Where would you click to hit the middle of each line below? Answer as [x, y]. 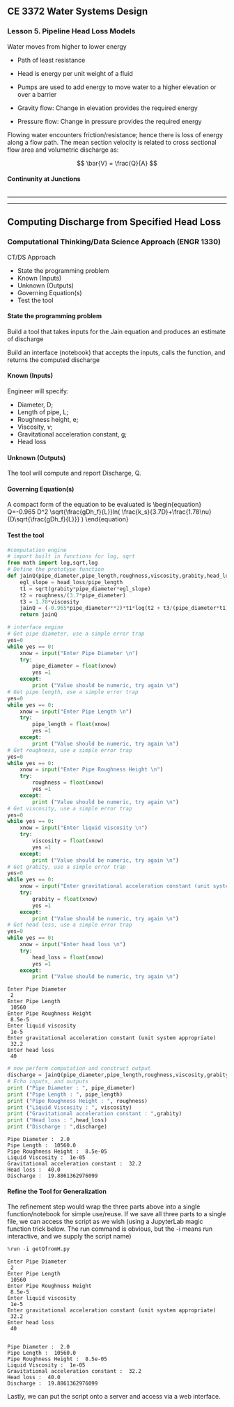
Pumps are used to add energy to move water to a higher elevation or [117, 87]
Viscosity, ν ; [35, 427]
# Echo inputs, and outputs [48, 1082]
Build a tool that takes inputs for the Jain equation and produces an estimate [117, 331]
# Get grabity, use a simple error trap [67, 867]
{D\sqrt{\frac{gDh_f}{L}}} [44, 519]
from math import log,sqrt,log [53, 563]
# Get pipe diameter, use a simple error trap [76, 634]
